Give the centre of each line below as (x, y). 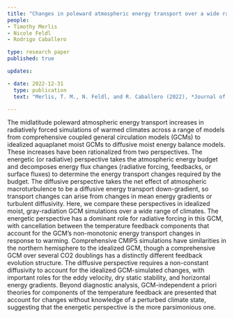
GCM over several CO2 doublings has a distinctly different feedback (105, 255)
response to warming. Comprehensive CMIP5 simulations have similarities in (117, 241)
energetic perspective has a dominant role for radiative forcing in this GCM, (115, 218)
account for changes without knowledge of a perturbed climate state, (107, 300)
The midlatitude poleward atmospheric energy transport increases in (106, 122)
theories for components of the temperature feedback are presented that (112, 292)
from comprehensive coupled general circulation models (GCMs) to (104, 137)
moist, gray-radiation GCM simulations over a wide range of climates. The (113, 211)
